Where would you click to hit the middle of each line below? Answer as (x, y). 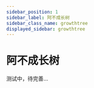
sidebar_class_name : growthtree (47, 23)
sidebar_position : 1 (32, 12)
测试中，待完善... (27, 79)
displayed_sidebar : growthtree (46, 29)
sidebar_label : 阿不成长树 (38, 18)
